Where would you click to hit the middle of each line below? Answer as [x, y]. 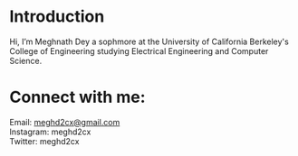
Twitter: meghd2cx [44, 141]
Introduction [57, 17]
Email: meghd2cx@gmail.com [65, 122]
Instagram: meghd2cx [50, 132]
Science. [26, 60]
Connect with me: [78, 97]
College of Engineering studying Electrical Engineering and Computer [139, 50]
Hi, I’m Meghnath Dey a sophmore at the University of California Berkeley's [149, 41]
